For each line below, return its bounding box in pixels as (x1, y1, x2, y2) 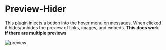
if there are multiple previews (5, 30, 67, 36)
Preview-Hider (5, 3, 66, 15)
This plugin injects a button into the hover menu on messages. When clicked (5, 20, 161, 25)
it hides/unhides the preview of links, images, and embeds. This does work (5, 25, 159, 30)
